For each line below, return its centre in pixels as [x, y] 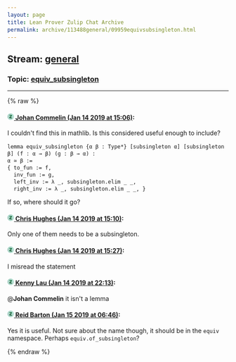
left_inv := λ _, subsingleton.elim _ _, [75, 182]
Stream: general [43, 59]
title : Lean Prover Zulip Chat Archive [66, 22]
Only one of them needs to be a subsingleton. [73, 234]
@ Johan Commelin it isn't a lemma [58, 298]
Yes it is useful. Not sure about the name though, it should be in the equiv [113, 331]
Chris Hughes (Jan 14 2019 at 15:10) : [70, 219]
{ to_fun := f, [29, 168]
